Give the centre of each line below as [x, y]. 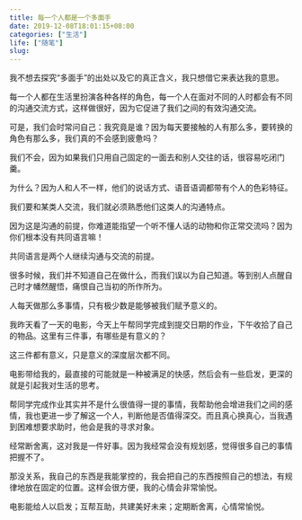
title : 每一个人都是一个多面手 [60, 18]
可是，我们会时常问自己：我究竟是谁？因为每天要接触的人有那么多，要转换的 [151, 128]
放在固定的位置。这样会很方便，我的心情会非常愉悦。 [123, 488]
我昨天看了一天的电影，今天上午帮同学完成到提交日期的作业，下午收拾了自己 [151, 325]
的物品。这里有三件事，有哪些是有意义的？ [88, 336]
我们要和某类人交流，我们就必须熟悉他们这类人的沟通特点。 [120, 207]
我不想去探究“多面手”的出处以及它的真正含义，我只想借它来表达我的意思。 [147, 78]
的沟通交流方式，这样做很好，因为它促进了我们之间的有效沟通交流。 [135, 108]
